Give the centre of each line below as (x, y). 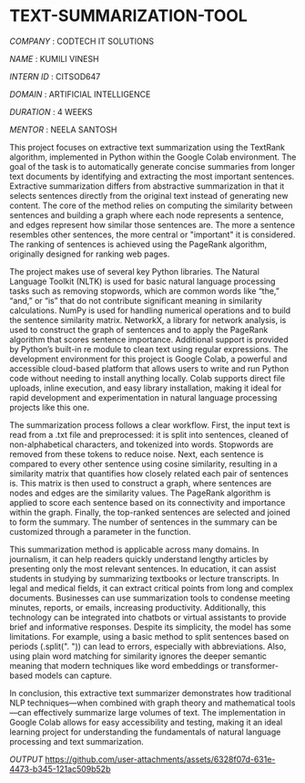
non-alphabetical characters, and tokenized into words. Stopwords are (142, 444)
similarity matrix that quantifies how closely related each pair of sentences (149, 473)
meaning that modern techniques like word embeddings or (119, 665)
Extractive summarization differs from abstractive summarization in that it (147, 186)
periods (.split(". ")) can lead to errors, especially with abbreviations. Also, (148, 646)
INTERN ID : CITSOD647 (55, 76)
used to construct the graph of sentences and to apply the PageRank (139, 329)
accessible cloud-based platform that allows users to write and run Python (149, 368)
